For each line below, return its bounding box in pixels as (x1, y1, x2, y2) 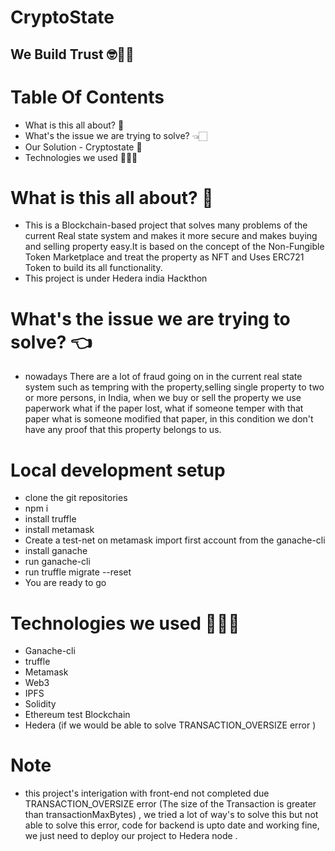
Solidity (24, 698, 57, 710)
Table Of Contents (10, 86, 165, 108)
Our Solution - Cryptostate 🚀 (24, 141, 143, 153)
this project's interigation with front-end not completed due (24, 787, 270, 800)
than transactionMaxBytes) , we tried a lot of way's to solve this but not (24, 809, 319, 821)
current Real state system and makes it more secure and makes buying (24, 230, 318, 242)
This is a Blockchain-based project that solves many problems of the (24, 219, 308, 231)
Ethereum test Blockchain (24, 709, 131, 721)
